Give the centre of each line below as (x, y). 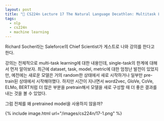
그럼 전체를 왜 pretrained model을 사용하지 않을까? (54, 104)
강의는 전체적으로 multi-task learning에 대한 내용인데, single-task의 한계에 (77, 63)
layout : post (18, 9)
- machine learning (29, 32)
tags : (10, 18)
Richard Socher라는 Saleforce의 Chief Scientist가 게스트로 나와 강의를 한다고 (80, 46)
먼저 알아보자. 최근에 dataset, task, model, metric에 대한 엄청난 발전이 (78, 69)
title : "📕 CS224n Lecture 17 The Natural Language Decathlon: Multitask (81, 14)
